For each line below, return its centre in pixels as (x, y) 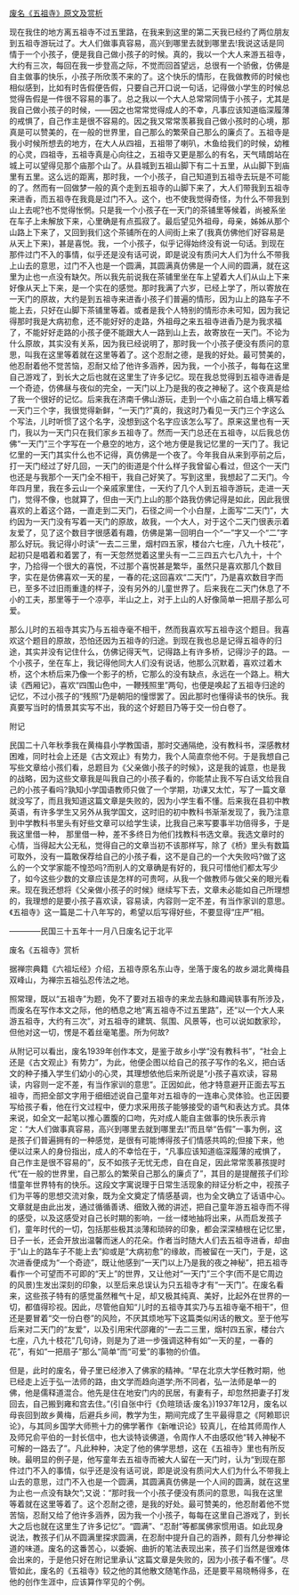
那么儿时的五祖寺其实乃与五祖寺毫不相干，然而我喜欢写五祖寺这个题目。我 (145, 629)
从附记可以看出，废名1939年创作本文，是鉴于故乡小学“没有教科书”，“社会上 (148, 1051)
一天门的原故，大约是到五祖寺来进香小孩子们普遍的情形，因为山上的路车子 (145, 299)
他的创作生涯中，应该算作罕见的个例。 (79, 1582)
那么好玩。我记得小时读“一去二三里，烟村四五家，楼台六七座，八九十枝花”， (149, 544)
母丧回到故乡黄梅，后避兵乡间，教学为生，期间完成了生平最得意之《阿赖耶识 (149, 1415)
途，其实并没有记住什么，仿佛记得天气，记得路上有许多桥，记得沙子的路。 (145, 652)
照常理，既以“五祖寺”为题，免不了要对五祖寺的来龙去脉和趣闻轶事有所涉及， (149, 999)
